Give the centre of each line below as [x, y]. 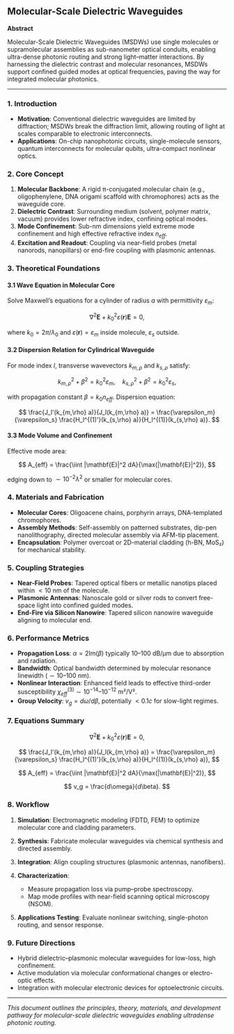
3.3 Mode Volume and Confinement [60, 435]
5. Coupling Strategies [46, 567]
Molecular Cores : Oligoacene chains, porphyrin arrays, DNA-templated [120, 512]
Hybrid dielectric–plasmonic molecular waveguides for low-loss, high [116, 958]
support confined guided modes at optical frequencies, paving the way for [114, 71]
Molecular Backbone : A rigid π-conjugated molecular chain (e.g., [111, 189]
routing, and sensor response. [61, 924]
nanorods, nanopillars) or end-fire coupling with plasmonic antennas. [116, 250]
